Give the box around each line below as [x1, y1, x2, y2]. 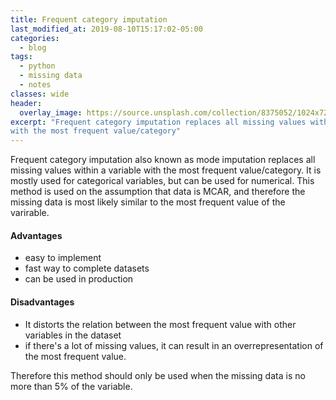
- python [19, 61, 56, 71]
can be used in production [24, 273, 134, 285]
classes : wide [10, 89, 70, 99]
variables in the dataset [24, 329, 122, 341]
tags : [10, 52, 33, 62]
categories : [10, 33, 60, 43]
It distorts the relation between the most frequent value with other [24, 318, 297, 330]
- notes [19, 80, 52, 90]
